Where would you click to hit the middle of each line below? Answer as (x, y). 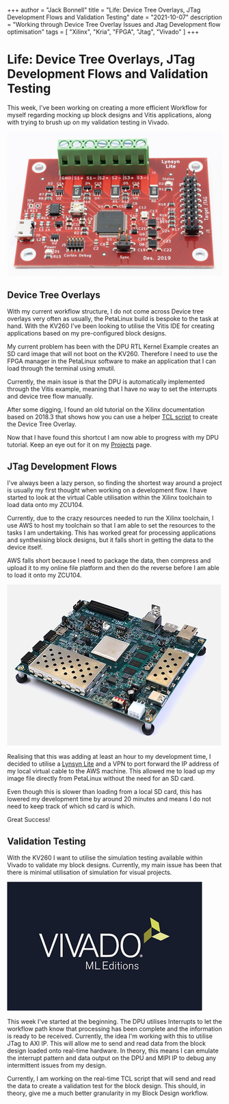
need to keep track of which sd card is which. (71, 806)
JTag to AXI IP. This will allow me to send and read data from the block (107, 1044)
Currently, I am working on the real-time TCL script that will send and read (111, 1079)
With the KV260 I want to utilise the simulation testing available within (105, 858)
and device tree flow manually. (50, 397)
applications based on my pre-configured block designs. (87, 333)
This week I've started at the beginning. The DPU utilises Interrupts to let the (114, 1022)
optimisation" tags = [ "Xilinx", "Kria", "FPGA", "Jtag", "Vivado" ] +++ (103, 32)
